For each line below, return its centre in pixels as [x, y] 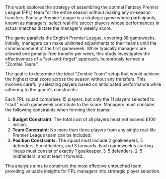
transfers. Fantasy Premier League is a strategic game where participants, [81, 18]
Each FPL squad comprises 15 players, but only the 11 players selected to [80, 99]
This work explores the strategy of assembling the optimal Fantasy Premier [82, 7]
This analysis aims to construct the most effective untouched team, [74, 166]
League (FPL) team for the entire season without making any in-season [78, 12]
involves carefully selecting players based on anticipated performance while [83, 84]
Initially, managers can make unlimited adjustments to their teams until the [81, 43]
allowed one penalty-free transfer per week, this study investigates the [78, 54]
